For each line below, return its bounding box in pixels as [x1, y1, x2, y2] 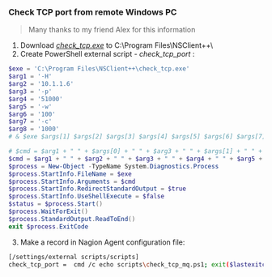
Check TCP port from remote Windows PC [8, 6, 177, 18]
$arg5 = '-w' [8, 102, 53, 111]
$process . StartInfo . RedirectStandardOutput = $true [8, 185, 186, 193]
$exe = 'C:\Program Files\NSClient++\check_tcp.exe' [8, 65, 190, 73]
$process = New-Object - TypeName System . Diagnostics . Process [8, 162, 219, 170]
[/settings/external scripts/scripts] [8, 253, 139, 261]
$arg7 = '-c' [8, 117, 53, 126]
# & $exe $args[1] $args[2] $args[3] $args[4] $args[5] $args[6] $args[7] [8, 133, 266, 141]
